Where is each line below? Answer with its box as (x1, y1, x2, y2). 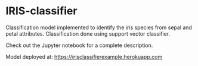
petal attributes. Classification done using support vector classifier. (5, 30, 171, 37)
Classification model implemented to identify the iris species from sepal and (5, 24, 192, 31)
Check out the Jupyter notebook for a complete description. (5, 42, 153, 49)
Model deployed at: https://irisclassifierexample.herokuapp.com (5, 53, 163, 60)
